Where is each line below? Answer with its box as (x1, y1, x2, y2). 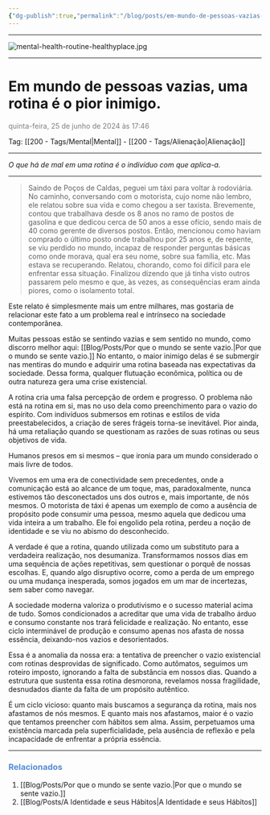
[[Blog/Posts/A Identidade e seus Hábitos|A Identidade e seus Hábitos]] (19, 796, 257, 806)
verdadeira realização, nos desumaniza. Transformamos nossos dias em (8, 550, 248, 560)
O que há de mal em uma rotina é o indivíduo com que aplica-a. (8, 159, 221, 169)
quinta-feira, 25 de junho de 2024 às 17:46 (8, 121, 150, 130)
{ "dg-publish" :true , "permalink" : (8, 11, 121, 20)
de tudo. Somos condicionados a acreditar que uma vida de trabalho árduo (8, 609, 257, 618)
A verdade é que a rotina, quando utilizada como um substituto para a (8, 541, 239, 552)
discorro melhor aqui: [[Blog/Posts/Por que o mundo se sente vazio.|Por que (8, 342, 262, 352)
